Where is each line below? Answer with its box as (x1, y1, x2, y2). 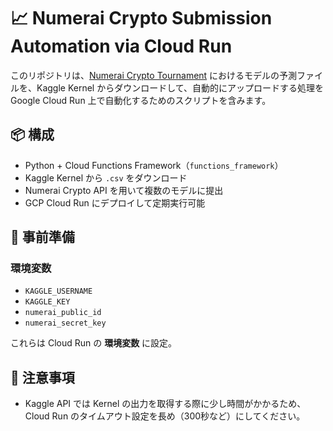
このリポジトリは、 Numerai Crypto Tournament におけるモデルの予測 (10, 69, 298, 81)
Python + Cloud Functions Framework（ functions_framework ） (24, 159, 284, 171)
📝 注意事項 (10, 369, 75, 386)
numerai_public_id (24, 308, 102, 318)
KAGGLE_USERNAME (24, 286, 93, 297)
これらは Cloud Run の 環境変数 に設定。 (10, 337, 178, 349)
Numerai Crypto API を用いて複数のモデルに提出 (24, 184, 224, 196)
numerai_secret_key (24, 318, 107, 329)
